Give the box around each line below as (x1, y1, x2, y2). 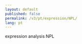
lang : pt (5, 20, 23, 25)
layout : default (5, 7, 38, 12)
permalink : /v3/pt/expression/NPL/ (5, 16, 78, 21)
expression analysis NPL (5, 33, 55, 39)
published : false (5, 11, 41, 16)
